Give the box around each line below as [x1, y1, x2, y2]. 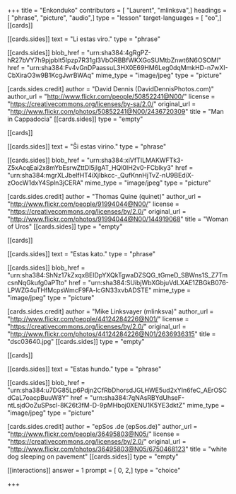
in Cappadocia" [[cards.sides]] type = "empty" [7, 115, 143, 123]
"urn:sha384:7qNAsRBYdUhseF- [89, 394, 185, 402]
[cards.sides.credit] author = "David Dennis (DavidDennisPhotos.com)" [7, 85, 214, 93]
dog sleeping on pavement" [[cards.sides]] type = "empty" [7, 452, 179, 461]
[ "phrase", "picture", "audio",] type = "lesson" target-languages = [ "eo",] [7, 13, 222, 22]
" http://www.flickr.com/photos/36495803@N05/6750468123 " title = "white [7, 445, 228, 453]
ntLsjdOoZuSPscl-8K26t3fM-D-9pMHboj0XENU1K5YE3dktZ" [7, 401, 186, 409]
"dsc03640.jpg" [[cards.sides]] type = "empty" [7, 338, 145, 345]
